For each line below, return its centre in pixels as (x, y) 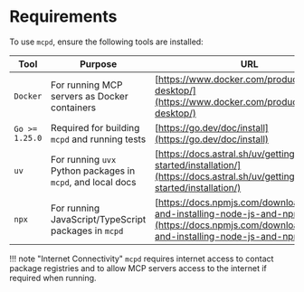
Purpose (99, 63)
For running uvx (84, 159)
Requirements (63, 17)
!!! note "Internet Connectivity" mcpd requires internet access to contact (142, 259)
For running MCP (87, 85)
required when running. (53, 278)
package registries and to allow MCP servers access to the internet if (138, 268)
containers (74, 108)
